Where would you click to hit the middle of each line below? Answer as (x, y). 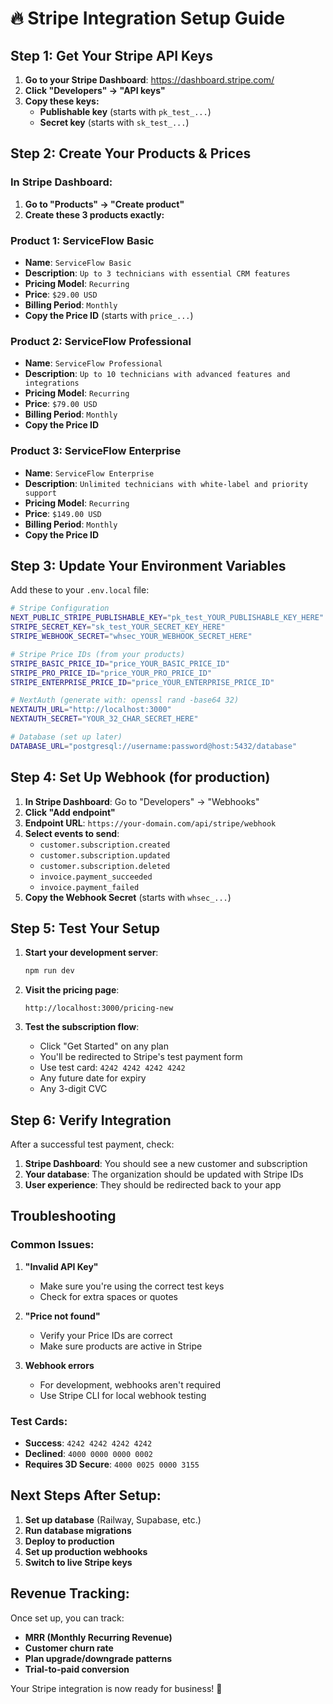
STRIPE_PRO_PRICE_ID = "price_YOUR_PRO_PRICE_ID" (111, 673)
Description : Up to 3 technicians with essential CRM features (157, 273)
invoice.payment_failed (89, 887)
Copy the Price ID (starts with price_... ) (109, 315)
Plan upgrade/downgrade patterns (98, 1658)
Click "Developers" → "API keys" (95, 90)
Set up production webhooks (86, 1551)
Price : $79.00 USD (61, 404)
